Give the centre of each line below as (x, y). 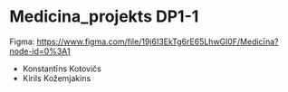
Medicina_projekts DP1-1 (104, 17)
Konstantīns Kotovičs (62, 69)
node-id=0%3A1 (40, 51)
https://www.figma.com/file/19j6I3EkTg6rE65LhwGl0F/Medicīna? (158, 41)
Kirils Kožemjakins (57, 78)
